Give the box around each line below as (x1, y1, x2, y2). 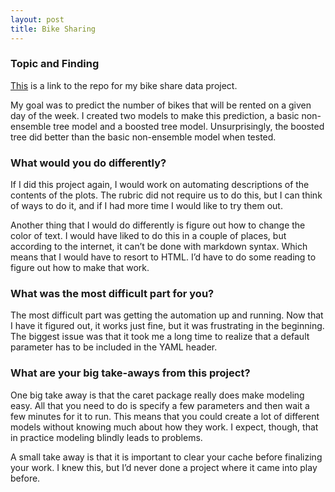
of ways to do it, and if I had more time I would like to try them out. (10, 200, 283, 212)
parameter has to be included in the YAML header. (10, 341, 218, 353)
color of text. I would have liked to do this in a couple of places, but (10, 230, 287, 242)
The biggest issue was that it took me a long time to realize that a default (10, 331, 310, 343)
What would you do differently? (10, 156, 167, 170)
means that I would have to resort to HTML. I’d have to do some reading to (10, 251, 317, 263)
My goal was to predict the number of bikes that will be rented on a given (10, 99, 312, 111)
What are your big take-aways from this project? (10, 366, 251, 380)
